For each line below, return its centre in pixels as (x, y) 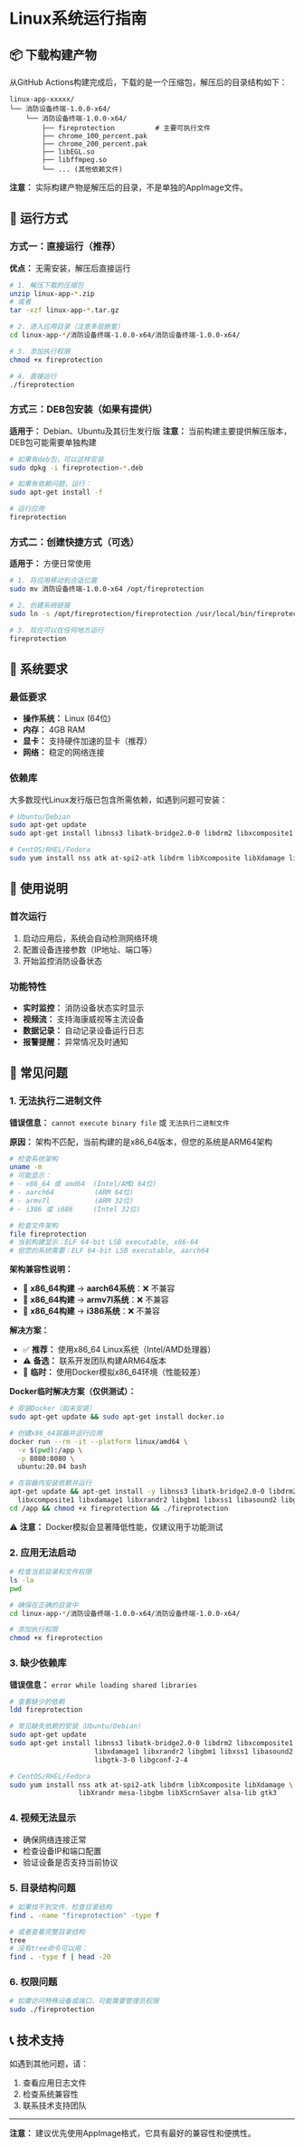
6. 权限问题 (33, 1982)
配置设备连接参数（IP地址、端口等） (90, 949)
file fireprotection (48, 1234)
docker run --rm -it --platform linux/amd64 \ (99, 1441)
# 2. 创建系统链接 (40, 606)
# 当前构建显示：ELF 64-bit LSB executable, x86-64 (104, 1242)
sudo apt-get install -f (56, 493)
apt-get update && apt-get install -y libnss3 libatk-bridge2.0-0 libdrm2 (153, 1492)
